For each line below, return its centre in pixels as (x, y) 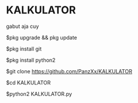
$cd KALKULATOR (28, 83)
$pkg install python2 (31, 60)
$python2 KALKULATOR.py (39, 94)
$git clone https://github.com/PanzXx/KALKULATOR (69, 71)
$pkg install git (24, 49)
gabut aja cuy (23, 26)
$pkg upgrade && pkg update (42, 37)
